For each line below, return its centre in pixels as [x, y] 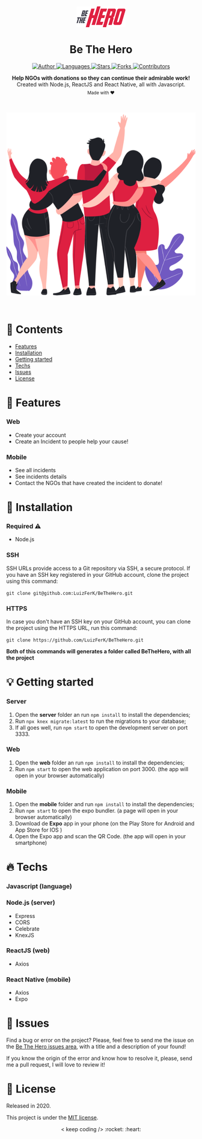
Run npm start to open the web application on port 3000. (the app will [101, 769]
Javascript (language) [39, 887]
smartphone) [31, 843]
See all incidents [35, 470]
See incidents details [41, 476]
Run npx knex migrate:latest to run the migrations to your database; [100, 721]
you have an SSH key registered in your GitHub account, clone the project [98, 574]
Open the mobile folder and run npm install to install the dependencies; [104, 804]
